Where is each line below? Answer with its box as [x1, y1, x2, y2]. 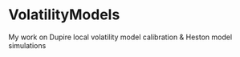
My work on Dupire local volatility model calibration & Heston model [8, 32, 233, 42]
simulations [8, 40, 47, 50]
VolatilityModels [8, 6, 120, 24]
